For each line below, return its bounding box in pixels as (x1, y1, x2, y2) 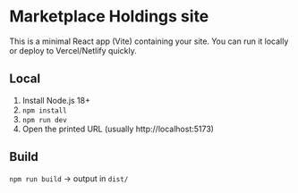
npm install (21, 105, 67, 115)
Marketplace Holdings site (9, 6, 209, 27)
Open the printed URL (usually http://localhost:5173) (21, 123, 215, 134)
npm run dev (21, 115, 67, 124)
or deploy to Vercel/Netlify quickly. (9, 45, 137, 55)
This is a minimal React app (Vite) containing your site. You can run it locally (9, 36, 289, 46)
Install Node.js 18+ (21, 95, 91, 105)
